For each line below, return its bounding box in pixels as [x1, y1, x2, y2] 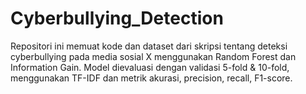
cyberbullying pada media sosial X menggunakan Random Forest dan [10, 50, 297, 62]
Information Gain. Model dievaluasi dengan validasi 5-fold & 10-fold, [10, 61, 290, 73]
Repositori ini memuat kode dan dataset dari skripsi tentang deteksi [10, 40, 288, 52]
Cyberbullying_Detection [10, 7, 224, 30]
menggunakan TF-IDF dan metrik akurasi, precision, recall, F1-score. [10, 72, 293, 84]
